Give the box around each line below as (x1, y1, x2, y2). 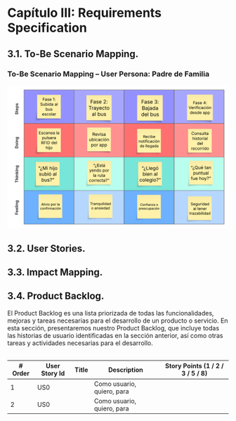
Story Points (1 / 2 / (164, 362, 224, 370)
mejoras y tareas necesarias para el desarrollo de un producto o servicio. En (7, 316, 228, 325)
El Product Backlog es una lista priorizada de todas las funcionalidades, (7, 309, 214, 317)
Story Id (41, 369, 65, 377)
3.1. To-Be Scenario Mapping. (7, 48, 139, 60)
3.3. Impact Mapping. (7, 266, 103, 278)
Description (107, 365, 144, 374)
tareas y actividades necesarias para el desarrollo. (7, 339, 153, 347)
